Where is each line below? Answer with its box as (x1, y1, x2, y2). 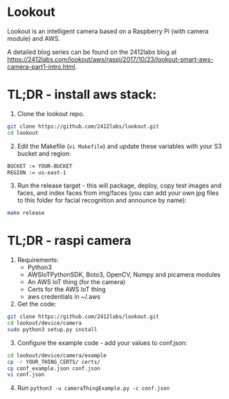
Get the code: (17, 300, 57, 308)
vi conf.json (7, 371, 45, 378)
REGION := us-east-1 (7, 169, 67, 176)
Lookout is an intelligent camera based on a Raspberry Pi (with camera (7, 27, 209, 35)
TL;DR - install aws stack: (7, 87, 157, 102)
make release (7, 210, 45, 216)
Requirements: (17, 256, 59, 264)
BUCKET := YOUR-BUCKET (7, 163, 73, 169)
